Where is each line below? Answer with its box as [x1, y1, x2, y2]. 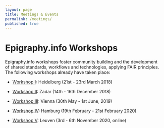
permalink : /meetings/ [5, 16, 52, 21]
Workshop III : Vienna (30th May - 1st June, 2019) [12, 98, 112, 104]
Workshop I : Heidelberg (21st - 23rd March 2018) [12, 79, 113, 85]
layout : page [5, 7, 32, 12]
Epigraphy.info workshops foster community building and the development [5, 59, 158, 65]
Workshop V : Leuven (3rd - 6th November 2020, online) [12, 118, 127, 124]
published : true [5, 21, 39, 26]
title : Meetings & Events [5, 12, 58, 17]
